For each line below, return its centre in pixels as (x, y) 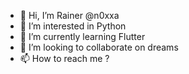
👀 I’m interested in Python (73, 26)
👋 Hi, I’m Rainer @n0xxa (69, 15)
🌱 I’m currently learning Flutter (82, 36)
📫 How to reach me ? (64, 58)
